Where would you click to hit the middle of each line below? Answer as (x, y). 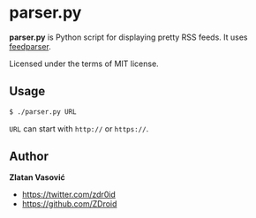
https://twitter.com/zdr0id (69, 195)
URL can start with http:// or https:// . (79, 128)
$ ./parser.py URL (43, 112)
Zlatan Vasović (37, 177)
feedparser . (30, 46)
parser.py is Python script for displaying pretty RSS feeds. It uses (128, 37)
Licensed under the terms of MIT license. (84, 64)
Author (29, 157)
